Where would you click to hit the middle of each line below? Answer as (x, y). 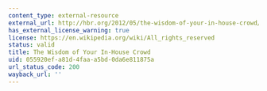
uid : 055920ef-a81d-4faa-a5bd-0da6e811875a (81, 60)
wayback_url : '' (35, 74)
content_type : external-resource (64, 15)
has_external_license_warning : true (69, 30)
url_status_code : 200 (44, 67)
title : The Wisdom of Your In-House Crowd (79, 52)
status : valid (32, 45)
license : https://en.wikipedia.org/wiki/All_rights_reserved (112, 38)
